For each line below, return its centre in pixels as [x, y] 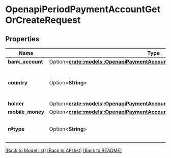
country [18, 83]
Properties [22, 39]
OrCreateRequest [43, 20]
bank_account [25, 62]
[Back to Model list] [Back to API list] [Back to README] [64, 150]
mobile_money [26, 112]
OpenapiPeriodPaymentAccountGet [83, 9]
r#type [16, 129]
